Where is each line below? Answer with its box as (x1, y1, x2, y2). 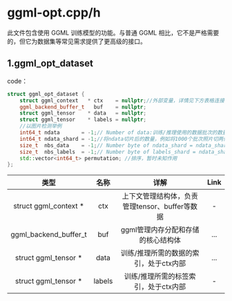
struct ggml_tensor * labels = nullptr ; (19, 116, 147, 124)
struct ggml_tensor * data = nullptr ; (19, 110, 147, 117)
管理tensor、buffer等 (122, 202, 191, 211)
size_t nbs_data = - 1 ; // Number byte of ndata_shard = (19, 142, 193, 149)
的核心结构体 (139, 235, 181, 245)
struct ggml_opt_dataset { (7, 90, 85, 97)
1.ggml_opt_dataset (7, 57, 94, 70)
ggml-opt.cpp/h (7, 5, 101, 21)
